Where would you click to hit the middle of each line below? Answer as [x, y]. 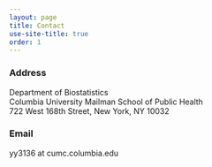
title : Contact [37, 26]
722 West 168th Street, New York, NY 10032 [89, 110]
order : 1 [25, 42]
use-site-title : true [49, 34]
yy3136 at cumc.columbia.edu [64, 153]
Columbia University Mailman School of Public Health [106, 102]
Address [28, 73]
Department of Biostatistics [59, 92]
